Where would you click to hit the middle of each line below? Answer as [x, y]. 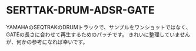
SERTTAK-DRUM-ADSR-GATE [80, 10]
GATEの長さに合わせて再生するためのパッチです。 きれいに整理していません [98, 34]
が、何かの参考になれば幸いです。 [47, 42]
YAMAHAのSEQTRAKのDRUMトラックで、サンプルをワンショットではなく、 [99, 27]
